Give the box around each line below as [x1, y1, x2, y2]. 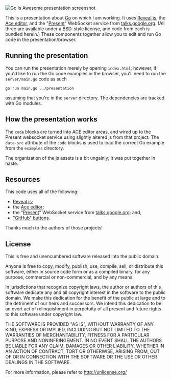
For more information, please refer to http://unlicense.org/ [5, 369, 127, 375]
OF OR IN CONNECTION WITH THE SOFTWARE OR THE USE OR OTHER [5, 354, 157, 360]
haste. [5, 160, 19, 166]
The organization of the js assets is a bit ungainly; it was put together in [5, 155, 156, 161]
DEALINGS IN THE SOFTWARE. [5, 359, 71, 366]
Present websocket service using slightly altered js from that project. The [5, 134, 159, 140]
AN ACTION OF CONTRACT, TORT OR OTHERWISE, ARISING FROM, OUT [5, 348, 160, 354]
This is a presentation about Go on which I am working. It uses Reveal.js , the [5, 15, 166, 20]
